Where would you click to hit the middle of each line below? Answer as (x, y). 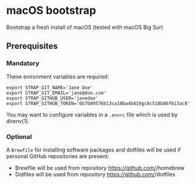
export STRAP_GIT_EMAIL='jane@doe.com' (56, 93)
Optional (19, 136)
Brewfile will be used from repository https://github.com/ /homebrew (100, 168)
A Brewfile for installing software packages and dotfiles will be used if (94, 150)
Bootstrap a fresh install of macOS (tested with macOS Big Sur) (85, 27)
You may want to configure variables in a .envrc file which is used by (92, 115)
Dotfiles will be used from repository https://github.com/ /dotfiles (95, 174)
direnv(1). (18, 121)
